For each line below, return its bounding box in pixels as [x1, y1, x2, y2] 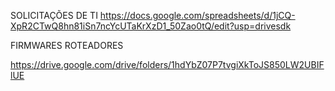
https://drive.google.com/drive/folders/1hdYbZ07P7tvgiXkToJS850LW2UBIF [10, 59, 325, 70]
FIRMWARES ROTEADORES [10, 40, 124, 51]
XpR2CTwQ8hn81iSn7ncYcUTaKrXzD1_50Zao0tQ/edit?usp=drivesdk [10, 20, 292, 32]
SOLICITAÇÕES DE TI [10, 10, 98, 21]
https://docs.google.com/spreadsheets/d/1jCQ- [99, 10, 296, 21]
